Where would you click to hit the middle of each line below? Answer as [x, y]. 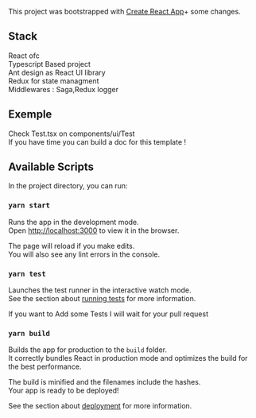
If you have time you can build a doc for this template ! [97, 141]
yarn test [27, 274]
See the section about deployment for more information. [100, 406]
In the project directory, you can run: [68, 186]
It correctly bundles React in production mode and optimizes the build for [128, 358]
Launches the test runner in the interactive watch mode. [100, 290]
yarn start [29, 205]
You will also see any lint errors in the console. [84, 254]
